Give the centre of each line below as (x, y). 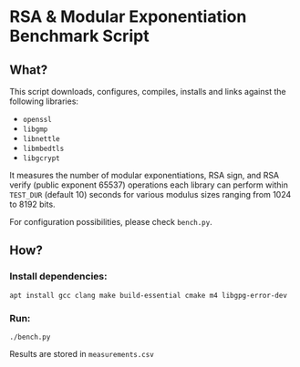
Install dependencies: (58, 277)
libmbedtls (43, 148)
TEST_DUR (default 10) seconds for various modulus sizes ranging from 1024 (150, 194)
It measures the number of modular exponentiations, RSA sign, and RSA (145, 175)
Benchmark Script (79, 36)
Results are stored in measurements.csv (82, 353)
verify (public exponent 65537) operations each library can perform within (149, 185)
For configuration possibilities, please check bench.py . (111, 222)
